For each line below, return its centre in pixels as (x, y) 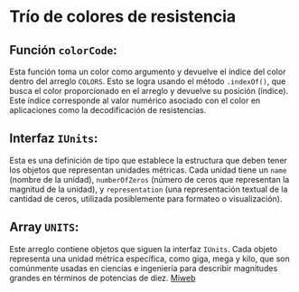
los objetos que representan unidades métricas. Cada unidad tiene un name (148, 170)
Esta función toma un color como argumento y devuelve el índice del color (148, 71)
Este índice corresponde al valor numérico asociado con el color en (135, 100)
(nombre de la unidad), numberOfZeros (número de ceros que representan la (149, 179)
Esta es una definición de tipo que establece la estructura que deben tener (148, 160)
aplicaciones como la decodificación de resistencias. (108, 110)
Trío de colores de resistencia (123, 17)
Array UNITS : (44, 227)
